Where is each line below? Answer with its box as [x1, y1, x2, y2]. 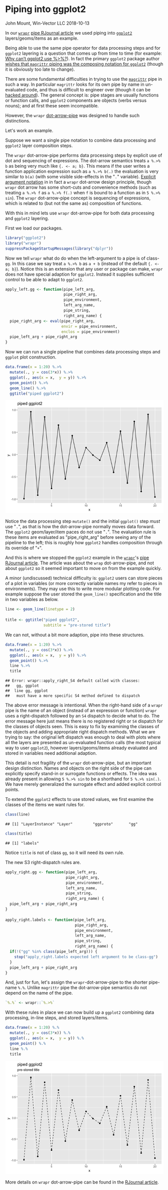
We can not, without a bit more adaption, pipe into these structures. [5, 632, 144, 638]
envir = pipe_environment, [61, 324, 118, 329]
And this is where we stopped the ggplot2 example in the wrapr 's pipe [5, 555, 149, 561]
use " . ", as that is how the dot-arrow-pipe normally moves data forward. [5, 524, 155, 530]
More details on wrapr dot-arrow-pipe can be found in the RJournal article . [5, 1179, 159, 1185]
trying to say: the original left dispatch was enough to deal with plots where [5, 734, 160, 740]
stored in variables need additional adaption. [5, 750, 97, 756]
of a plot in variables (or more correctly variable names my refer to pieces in [5, 580, 162, 586]
